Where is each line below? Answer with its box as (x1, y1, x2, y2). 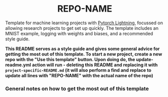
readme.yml (5, 62, 31, 68)
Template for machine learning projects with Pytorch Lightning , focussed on (5, 20, 163, 26)
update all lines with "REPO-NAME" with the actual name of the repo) (5, 72, 153, 78)
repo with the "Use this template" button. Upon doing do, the (5, 56, 135, 62)
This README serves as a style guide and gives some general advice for (5, 45, 160, 52)
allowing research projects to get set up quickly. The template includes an (5, 25, 159, 31)
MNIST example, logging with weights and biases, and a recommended (5, 30, 153, 36)
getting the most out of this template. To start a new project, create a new (5, 51, 162, 57)
